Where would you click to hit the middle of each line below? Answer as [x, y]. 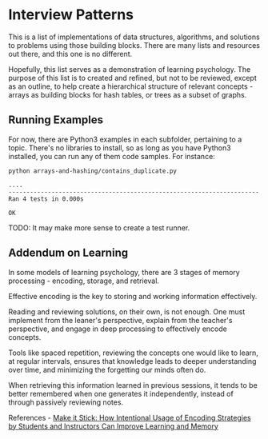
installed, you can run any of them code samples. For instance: [112, 156]
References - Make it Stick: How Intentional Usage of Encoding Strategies [130, 417]
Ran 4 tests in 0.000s [46, 199]
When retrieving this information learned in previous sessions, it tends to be [133, 385]
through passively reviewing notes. [66, 402]
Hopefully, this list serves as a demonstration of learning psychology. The [130, 69]
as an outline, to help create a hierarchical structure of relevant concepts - [131, 86]
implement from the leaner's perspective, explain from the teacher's [120, 320]
